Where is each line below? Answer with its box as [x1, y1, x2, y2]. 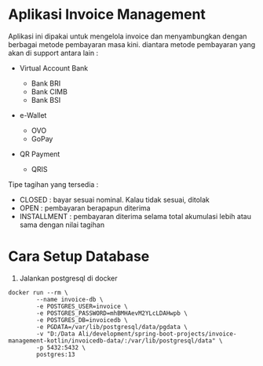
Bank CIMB [31, 86, 68, 96]
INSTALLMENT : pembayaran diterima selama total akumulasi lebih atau [19, 211, 251, 221]
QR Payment [19, 149, 60, 159]
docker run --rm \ [8, 288, 68, 296]
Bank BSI [31, 95, 61, 104]
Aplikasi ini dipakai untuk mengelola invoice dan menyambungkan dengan [8, 31, 247, 41]
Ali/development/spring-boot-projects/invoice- [78, 330, 237, 338]
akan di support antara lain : [8, 48, 99, 57]
